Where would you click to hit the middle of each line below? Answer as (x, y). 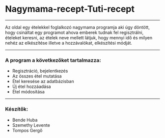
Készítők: (17, 109)
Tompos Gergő (27, 130)
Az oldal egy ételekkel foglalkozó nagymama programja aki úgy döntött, (77, 27)
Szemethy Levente (31, 125)
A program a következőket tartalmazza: (53, 60)
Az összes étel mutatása (37, 76)
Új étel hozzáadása (31, 86)
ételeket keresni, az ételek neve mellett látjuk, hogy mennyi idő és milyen (79, 37)
